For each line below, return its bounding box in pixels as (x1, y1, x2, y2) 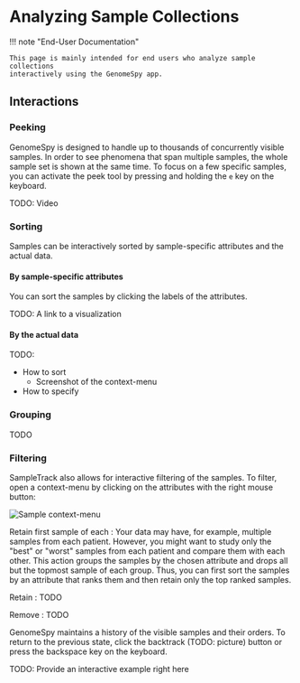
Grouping (9, 408, 52, 421)
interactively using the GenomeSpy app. (9, 70, 164, 79)
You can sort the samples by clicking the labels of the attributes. (9, 291, 248, 302)
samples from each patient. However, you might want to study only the (9, 536, 272, 547)
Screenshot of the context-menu (35, 377, 158, 388)
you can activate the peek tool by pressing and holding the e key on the (9, 170, 275, 182)
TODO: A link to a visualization (9, 309, 122, 320)
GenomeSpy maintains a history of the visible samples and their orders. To (9, 626, 286, 638)
